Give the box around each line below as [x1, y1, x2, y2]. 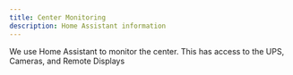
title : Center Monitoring [9, 12, 106, 22]
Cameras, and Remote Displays [9, 55, 125, 66]
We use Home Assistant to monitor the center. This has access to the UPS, [9, 46, 285, 56]
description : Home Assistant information [9, 21, 167, 30]
